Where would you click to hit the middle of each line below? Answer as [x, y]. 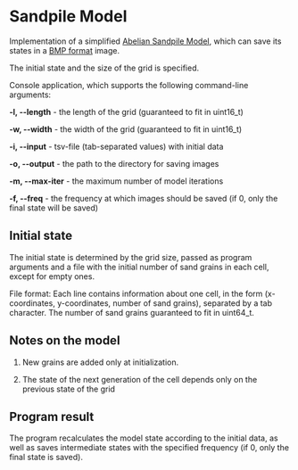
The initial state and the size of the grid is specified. [104, 68]
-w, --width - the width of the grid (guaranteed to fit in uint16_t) [126, 129]
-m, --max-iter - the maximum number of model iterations [116, 181]
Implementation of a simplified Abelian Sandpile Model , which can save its [145, 41]
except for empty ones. [52, 276]
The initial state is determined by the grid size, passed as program [131, 257]
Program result [52, 416]
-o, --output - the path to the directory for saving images [114, 163]
